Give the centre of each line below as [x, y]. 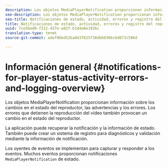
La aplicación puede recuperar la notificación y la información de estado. [80, 128]
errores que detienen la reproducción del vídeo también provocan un [76, 113]
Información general [48, 67]
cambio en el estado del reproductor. [43, 118]
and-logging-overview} [55, 89]
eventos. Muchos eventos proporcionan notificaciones [61, 153]
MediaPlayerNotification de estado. [42, 159]
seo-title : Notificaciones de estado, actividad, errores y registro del [84, 19]
